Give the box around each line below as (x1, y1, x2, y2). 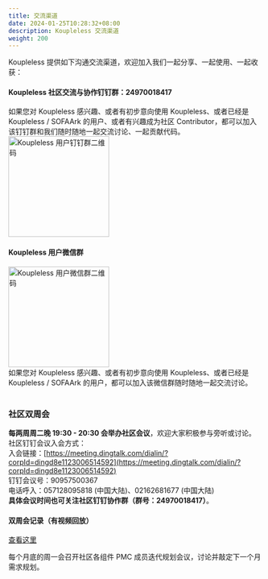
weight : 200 (8, 34, 48, 43)
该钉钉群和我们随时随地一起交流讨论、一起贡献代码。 (8, 126, 185, 137)
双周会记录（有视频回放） (8, 515, 93, 525)
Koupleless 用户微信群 (8, 247, 84, 258)
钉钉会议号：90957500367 (8, 475, 98, 485)
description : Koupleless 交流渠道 (8, 27, 119, 35)
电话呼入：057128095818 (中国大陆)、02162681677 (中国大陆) (8, 485, 215, 495)
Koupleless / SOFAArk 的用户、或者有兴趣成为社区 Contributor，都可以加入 (8, 117, 258, 126)
